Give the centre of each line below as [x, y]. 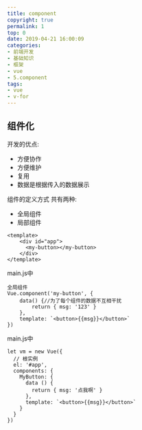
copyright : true [30, 20]
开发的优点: [23, 144]
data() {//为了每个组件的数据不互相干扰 [71, 301]
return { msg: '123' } [64, 307]
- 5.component [27, 77]
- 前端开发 [21, 52]
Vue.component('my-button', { [50, 293]
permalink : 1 [26, 26]
